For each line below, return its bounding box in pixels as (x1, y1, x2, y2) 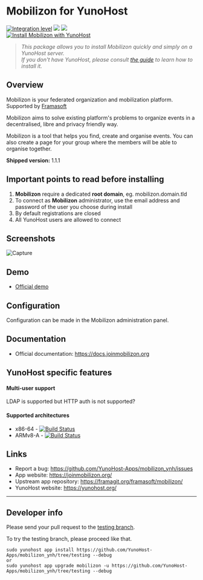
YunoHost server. (21, 50, 65, 57)
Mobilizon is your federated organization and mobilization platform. (6, 95, 173, 103)
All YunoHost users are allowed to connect (14, 216, 121, 223)
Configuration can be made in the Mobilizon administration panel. (6, 317, 169, 324)
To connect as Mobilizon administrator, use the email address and (14, 196, 180, 204)
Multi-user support (6, 384, 56, 391)
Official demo (14, 283, 49, 291)
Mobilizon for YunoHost (6, 4, 128, 18)
